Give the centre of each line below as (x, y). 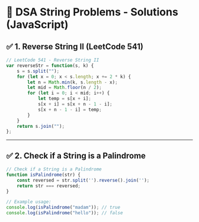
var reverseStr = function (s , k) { (50, 65)
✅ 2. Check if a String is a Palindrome (76, 155)
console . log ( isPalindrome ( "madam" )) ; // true (63, 207)
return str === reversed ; (49, 186)
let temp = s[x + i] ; (65, 99)
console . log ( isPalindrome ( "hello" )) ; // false (65, 213)
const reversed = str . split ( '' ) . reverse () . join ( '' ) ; (83, 180)
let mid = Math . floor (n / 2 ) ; (65, 88)
